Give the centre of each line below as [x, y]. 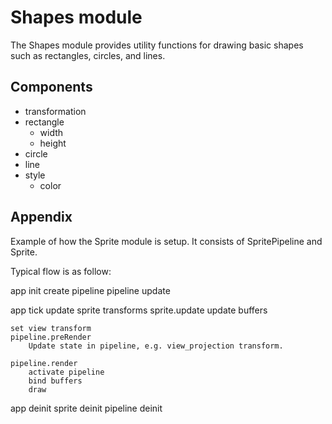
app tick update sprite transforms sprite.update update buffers [139, 310]
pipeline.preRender [51, 337]
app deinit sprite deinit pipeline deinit [86, 408]
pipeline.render [44, 363]
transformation [55, 111]
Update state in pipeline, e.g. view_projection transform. [156, 346]
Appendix [41, 217]
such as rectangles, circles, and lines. [88, 55]
